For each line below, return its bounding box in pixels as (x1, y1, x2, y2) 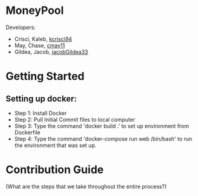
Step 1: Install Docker (14, 109, 67, 117)
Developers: (5, 24, 36, 31)
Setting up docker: (5, 93, 77, 103)
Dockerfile (14, 128, 40, 136)
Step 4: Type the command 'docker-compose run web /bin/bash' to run (14, 135, 193, 142)
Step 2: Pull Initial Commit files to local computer (14, 116, 135, 123)
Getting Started (5, 70, 85, 83)
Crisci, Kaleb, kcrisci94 (14, 35, 72, 42)
